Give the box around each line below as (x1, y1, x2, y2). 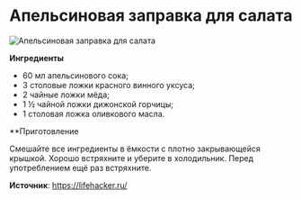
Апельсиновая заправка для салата (9, 5, 293, 26)
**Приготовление (9, 125, 79, 136)
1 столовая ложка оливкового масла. (22, 108, 165, 119)
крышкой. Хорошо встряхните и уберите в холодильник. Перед (9, 152, 254, 163)
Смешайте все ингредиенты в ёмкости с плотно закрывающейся (9, 143, 261, 154)
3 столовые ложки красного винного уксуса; (22, 79, 196, 90)
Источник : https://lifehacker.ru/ (9, 179, 128, 190)
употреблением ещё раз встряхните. (9, 162, 152, 173)
